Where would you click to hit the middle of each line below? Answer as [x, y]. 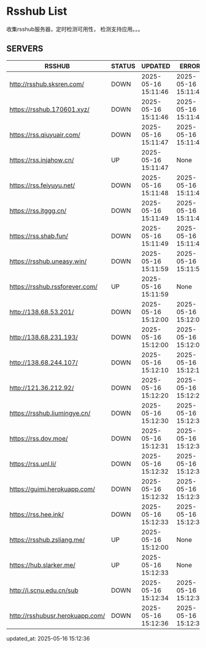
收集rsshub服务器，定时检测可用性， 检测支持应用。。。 [75, 29]
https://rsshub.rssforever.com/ [54, 287]
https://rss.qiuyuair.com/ [45, 134]
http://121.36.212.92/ [42, 388]
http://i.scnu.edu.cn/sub [44, 590]
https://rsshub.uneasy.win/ [48, 261]
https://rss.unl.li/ [33, 463]
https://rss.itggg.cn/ [38, 210]
